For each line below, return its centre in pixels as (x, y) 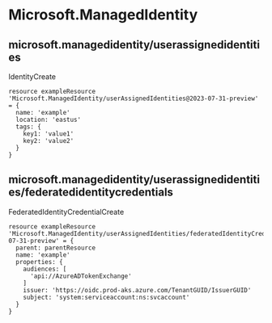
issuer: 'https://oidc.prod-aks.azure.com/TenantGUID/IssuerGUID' (137, 290)
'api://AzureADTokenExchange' (81, 276)
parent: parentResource (55, 248)
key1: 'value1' (49, 134)
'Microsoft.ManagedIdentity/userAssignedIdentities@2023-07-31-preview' (134, 99)
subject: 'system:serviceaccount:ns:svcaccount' (106, 297)
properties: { (39, 262)
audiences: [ (45, 269)
